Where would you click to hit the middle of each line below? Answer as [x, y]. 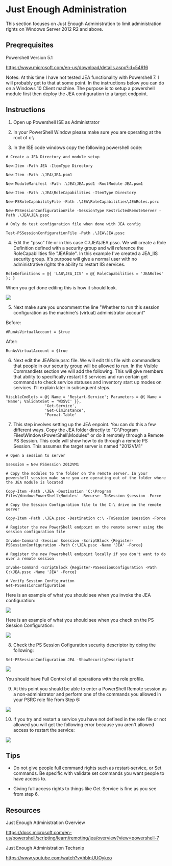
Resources [23, 810]
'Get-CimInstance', [65, 410]
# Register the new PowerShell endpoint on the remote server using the [85, 527]
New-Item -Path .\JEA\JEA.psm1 [39, 175]
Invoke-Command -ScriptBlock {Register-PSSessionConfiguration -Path [81, 567]
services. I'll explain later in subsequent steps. [62, 387]
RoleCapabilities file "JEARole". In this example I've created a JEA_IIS [85, 253]
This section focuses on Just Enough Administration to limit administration [84, 24]
